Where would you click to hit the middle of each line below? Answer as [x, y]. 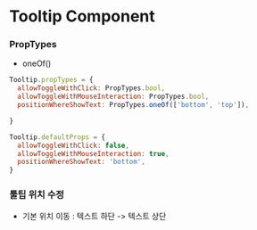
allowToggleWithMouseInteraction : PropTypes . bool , [113, 97]
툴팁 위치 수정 [37, 195]
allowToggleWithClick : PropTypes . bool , [91, 88]
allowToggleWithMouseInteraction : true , [93, 153]
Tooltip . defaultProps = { [57, 137]
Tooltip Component [83, 16]
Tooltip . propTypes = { [51, 80]
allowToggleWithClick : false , [73, 145]
